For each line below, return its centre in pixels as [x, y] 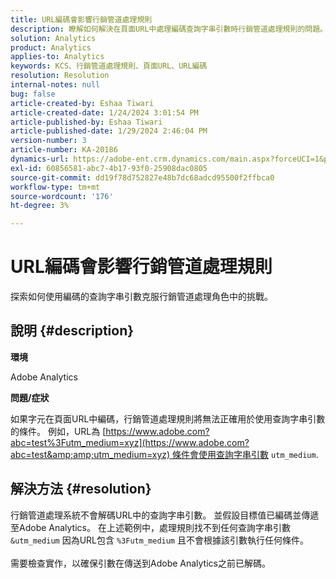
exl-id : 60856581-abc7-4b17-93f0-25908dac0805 [109, 168]
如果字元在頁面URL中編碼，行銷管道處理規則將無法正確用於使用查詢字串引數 [168, 418]
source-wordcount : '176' [62, 196]
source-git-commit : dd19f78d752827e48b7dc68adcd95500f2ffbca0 [142, 177]
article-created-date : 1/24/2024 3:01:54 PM [104, 112]
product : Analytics [51, 47]
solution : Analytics [53, 38]
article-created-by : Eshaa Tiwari [82, 103]
